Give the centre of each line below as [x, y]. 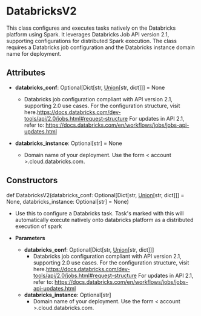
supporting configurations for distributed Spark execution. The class [92, 41]
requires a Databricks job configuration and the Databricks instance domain [100, 47]
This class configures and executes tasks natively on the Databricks [91, 28]
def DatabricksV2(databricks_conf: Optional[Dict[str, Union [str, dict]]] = [95, 195]
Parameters [30, 238]
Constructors [32, 180]
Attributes [26, 73]
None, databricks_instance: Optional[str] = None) [68, 201]
